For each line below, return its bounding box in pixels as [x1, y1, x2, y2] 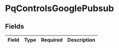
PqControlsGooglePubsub [5, 3, 114, 14]
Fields [5, 22, 25, 31]
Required [41, 37, 63, 43]
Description [67, 37, 96, 43]
